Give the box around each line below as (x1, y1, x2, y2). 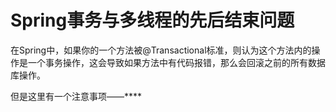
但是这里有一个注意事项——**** (10, 90, 143, 102)
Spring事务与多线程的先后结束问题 (10, 9, 295, 32)
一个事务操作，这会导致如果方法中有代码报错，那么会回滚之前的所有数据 (27, 56, 326, 68)
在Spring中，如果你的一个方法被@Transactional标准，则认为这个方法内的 (10, 44, 312, 56)
